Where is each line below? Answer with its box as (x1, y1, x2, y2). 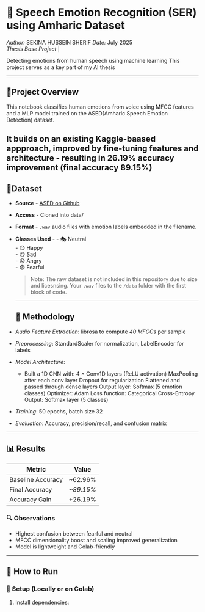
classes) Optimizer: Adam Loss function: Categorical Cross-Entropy (24, 389, 195, 396)
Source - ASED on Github (15, 199, 80, 206)
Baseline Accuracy (9, 475, 63, 484)
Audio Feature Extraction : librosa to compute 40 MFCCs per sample (15, 328, 186, 335)
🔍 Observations (6, 514, 56, 522)
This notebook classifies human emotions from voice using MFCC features (6, 103, 194, 111)
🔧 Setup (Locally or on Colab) (6, 585, 95, 593)
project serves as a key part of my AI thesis (6, 64, 115, 71)
